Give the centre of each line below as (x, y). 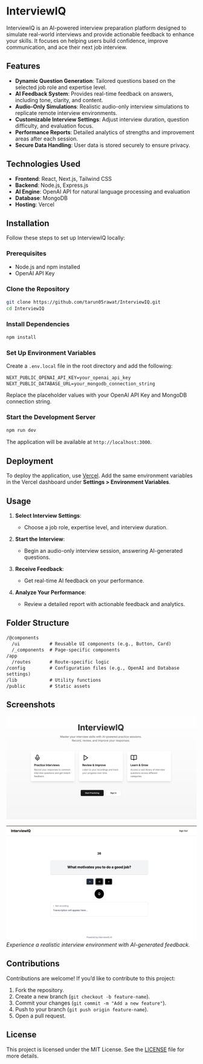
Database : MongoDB (41, 198)
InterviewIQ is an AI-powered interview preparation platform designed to (96, 28)
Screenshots (31, 705)
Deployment (30, 461)
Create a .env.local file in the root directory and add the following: (89, 366)
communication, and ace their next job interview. (67, 47)
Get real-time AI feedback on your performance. (84, 580)
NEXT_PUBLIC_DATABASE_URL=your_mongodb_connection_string (81, 384)
